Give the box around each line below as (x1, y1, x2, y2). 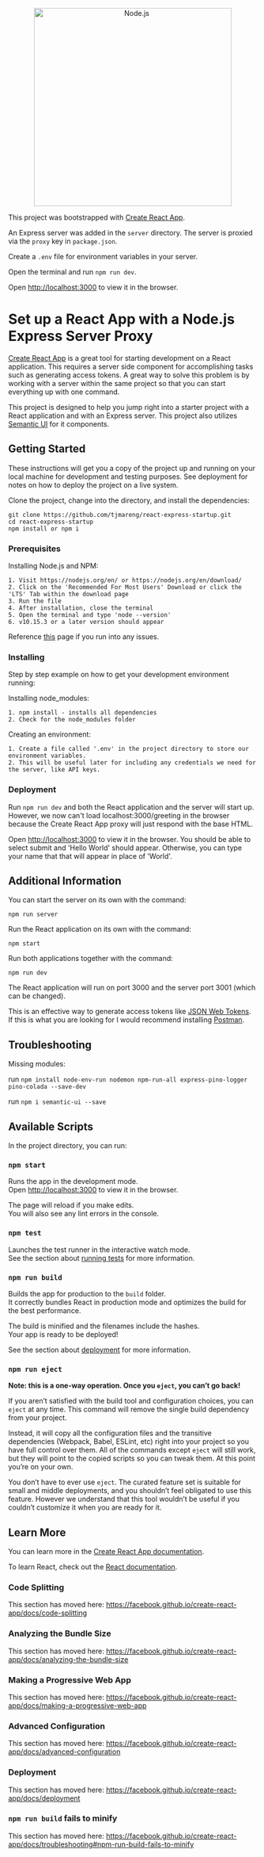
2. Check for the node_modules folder (8, 716, 136, 724)
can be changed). (8, 991, 66, 1001)
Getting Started (8, 442, 86, 456)
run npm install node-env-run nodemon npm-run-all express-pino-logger (8, 1074, 247, 1084)
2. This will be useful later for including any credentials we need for (8, 759, 257, 767)
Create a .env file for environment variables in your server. (8, 252, 198, 261)
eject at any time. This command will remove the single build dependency (8, 1404, 250, 1415)
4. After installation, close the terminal (8, 604, 154, 612)
